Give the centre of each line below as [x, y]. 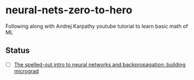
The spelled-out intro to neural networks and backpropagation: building [100, 64]
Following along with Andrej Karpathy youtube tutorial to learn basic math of [97, 26]
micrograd [26, 71]
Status [18, 51]
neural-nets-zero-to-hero [69, 10]
